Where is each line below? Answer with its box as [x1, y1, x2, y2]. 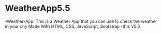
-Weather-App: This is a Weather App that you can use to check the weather [5, 18, 158, 24]
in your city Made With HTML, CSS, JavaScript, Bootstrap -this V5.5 [5, 23, 140, 29]
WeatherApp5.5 [5, 3, 71, 14]
